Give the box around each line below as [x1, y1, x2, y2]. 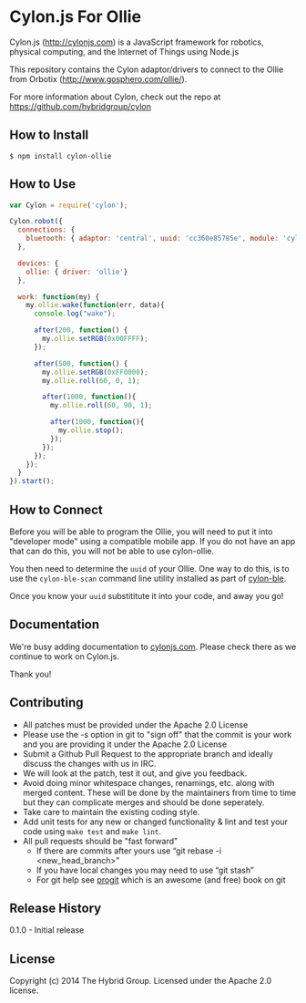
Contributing [9, 695, 84, 710]
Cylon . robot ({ [9, 217, 64, 226]
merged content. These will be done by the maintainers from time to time [22, 787, 297, 798]
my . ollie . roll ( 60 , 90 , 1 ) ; [49, 401, 153, 410]
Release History [9, 901, 102, 916]
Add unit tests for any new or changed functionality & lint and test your [22, 816, 289, 827]
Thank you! [9, 668, 52, 679]
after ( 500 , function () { [33, 358, 128, 368]
